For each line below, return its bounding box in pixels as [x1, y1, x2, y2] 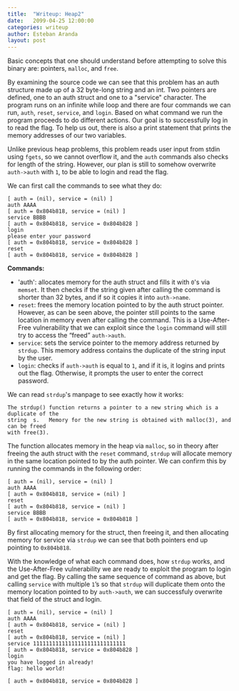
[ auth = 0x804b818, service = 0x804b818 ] [7, 515, 139, 523]
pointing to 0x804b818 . [7, 543, 71, 552]
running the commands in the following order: [7, 465, 141, 473]
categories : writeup [7, 24, 69, 31]
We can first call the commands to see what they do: [7, 181, 162, 190]
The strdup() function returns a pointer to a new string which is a [7, 404, 219, 411]
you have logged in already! [7, 659, 94, 666]
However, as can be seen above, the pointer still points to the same [17, 308, 215, 317]
